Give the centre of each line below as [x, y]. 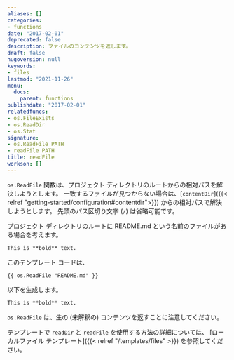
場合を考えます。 [37, 234]
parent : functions [47, 99]
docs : [22, 92]
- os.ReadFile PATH [36, 145]
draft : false [26, 53]
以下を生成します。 [35, 289]
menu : [15, 86]
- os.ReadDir [26, 125]
